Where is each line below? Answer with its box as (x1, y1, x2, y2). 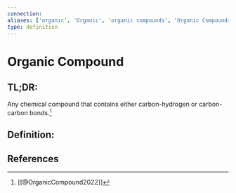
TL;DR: (7, 81, 39, 93)
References (7, 152, 59, 165)
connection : (7, 10, 42, 18)
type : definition (7, 23, 58, 30)
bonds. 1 (29, 107, 52, 117)
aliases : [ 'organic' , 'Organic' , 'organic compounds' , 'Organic (7, 17, 199, 24)
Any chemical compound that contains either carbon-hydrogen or (7, 100, 198, 109)
